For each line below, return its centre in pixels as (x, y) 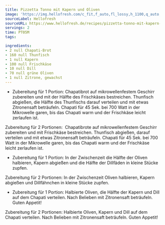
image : (12, 14)
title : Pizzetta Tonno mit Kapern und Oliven (52, 10)
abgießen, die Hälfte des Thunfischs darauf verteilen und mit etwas (80, 102)
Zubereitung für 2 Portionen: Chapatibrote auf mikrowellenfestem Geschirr (81, 127)
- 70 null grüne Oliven (29, 73)
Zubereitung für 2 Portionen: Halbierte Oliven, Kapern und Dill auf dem (76, 212)
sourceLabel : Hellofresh (30, 19)
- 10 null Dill (21, 69)
